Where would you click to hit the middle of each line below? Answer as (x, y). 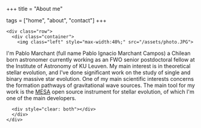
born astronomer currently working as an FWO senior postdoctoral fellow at (100, 59)
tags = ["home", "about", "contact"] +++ (57, 20)
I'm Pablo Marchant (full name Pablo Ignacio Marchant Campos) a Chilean (98, 53)
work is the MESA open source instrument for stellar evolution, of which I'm (100, 92)
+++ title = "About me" (35, 9)
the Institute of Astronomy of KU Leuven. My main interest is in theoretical (98, 66)
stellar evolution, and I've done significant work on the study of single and (98, 72)
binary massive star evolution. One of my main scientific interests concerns (100, 79)
